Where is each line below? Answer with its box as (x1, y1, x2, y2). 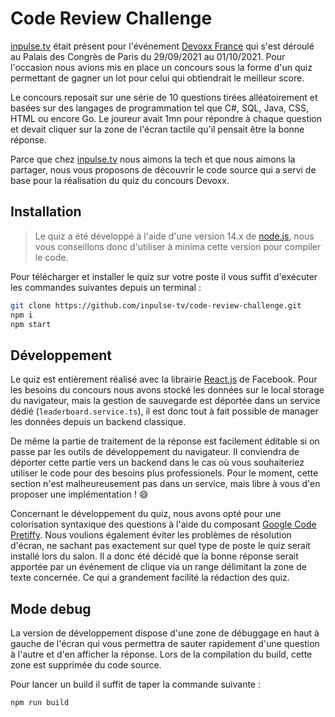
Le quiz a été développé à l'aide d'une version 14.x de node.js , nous (34, 230, 315, 242)
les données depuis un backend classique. (10, 416, 187, 428)
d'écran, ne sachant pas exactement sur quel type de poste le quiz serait (10, 540, 311, 552)
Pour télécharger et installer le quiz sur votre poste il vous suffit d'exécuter (10, 270, 318, 282)
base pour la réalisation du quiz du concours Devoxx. (10, 174, 230, 186)
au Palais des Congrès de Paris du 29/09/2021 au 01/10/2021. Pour (10, 50, 286, 62)
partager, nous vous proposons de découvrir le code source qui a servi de (10, 163, 317, 176)
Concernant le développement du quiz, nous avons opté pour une (10, 508, 282, 520)
